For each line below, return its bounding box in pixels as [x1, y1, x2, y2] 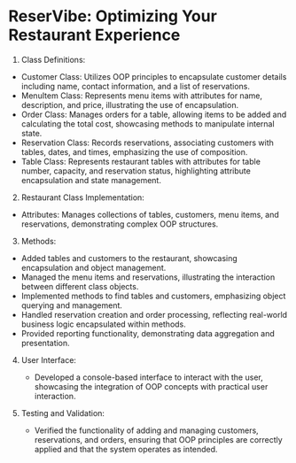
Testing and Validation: [20, 407, 105, 418]
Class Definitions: [20, 54, 86, 65]
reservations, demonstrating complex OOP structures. [20, 219, 219, 229]
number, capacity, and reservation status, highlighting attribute [20, 166, 252, 176]
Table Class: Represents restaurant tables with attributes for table [20, 156, 261, 166]
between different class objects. [20, 281, 139, 291]
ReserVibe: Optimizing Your [8, 6, 218, 27]
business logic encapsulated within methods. [20, 319, 187, 329]
